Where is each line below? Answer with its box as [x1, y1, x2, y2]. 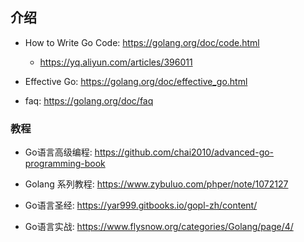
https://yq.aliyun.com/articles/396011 [39, 56, 193, 68]
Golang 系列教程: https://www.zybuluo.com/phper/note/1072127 [24, 178, 289, 190]
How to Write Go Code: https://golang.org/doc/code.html [24, 36, 260, 48]
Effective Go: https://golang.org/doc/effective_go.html [24, 75, 248, 87]
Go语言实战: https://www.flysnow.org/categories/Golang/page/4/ [24, 221, 294, 233]
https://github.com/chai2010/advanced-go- [94, 146, 275, 158]
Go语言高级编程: [24, 146, 93, 158]
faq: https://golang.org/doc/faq [24, 94, 154, 107]
